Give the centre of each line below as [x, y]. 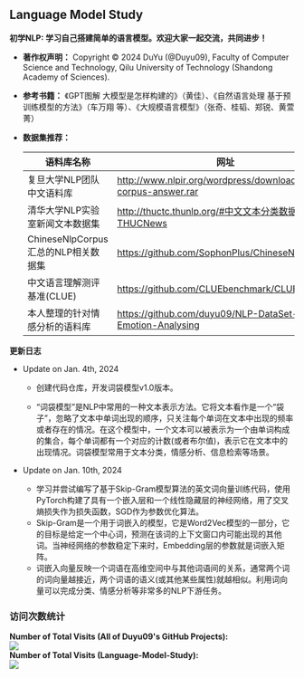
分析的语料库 [63, 327]
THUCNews [142, 223]
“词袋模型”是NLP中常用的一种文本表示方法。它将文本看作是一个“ [156, 406]
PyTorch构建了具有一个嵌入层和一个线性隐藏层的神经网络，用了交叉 [162, 500]
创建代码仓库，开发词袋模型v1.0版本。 [107, 387]
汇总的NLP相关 [59, 252]
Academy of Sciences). [66, 77]
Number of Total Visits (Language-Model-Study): [104, 655]
